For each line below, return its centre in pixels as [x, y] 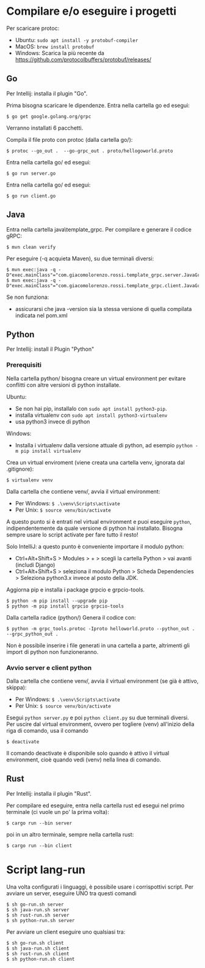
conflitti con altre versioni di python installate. [63, 385]
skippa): [16, 687]
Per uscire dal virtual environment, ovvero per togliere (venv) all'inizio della [100, 724]
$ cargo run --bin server [39, 823]
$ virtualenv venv [30, 480]
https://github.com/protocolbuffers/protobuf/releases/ [83, 59]
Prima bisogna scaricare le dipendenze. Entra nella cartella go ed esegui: [98, 105]
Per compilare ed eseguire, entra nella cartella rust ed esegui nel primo [95, 805]
